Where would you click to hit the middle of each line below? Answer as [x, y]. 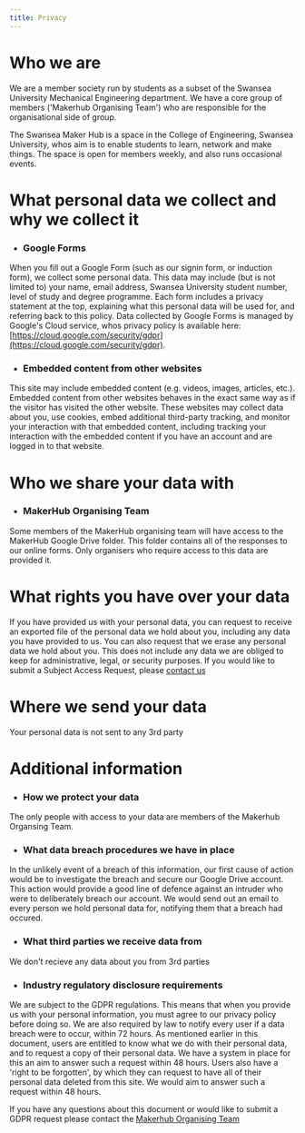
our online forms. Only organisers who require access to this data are [139, 550]
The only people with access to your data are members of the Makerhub [145, 817]
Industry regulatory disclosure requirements [123, 985]
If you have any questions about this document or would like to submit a [144, 1109]
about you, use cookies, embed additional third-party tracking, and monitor [150, 417]
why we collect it [74, 219]
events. [23, 164]
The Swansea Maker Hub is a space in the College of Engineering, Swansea [151, 134]
